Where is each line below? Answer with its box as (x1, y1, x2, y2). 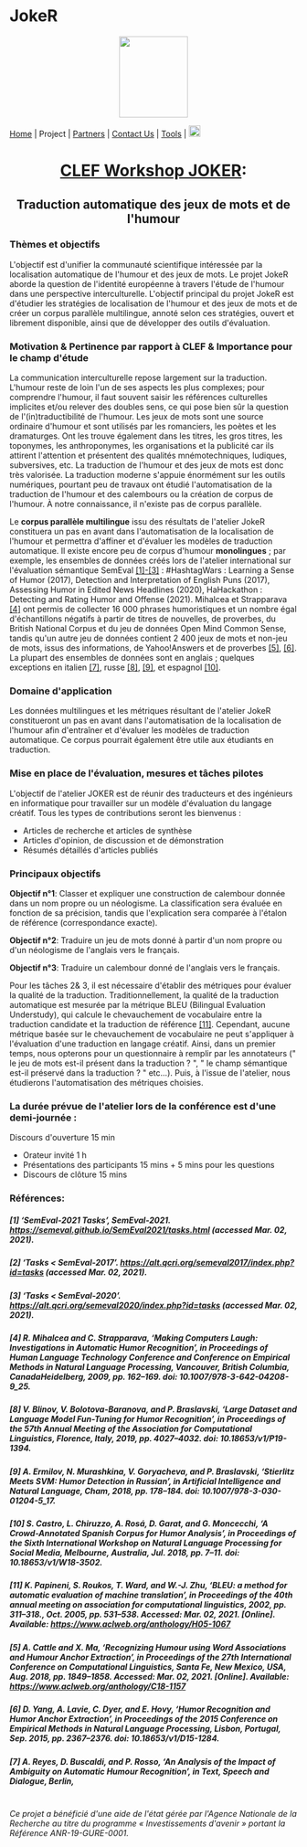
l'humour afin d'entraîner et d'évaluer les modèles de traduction (9, 725, 249, 736)
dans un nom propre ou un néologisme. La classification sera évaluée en (9, 897, 283, 908)
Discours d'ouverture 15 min (9, 1132, 116, 1143)
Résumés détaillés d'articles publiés (22, 844, 158, 855)
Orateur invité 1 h (22, 1150, 87, 1161)
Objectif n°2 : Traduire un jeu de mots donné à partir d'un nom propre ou (9, 935, 283, 946)
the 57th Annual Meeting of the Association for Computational (9, 1423, 253, 1435)
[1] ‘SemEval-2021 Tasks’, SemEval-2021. (9, 1215, 171, 1226)
